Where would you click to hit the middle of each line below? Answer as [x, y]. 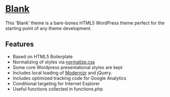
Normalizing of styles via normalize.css [54, 62]
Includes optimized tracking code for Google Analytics [70, 78]
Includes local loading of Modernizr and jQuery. [62, 73]
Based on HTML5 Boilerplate [43, 56]
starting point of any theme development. [48, 28]
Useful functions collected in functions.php [58, 89]
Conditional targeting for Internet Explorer [56, 83]
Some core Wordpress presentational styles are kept [67, 67]
